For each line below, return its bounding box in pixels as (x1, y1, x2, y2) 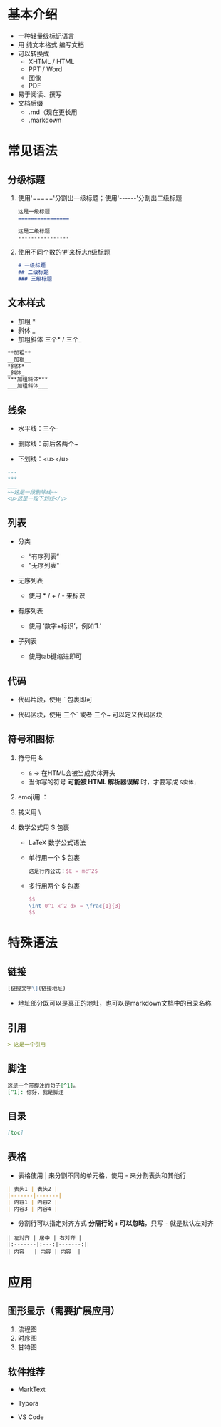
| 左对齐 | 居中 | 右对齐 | (7, 1234, 82, 1242)
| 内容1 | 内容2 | (7, 1199, 58, 1206)
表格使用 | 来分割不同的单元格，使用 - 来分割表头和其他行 (17, 1171, 187, 1180)
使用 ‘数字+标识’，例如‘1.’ (28, 622, 102, 630)
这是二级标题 (17, 227, 51, 235)
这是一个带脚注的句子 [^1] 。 (7, 1082, 79, 1089)
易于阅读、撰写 (17, 90, 62, 98)
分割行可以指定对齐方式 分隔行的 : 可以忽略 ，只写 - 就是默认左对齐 (17, 1219, 214, 1227)
